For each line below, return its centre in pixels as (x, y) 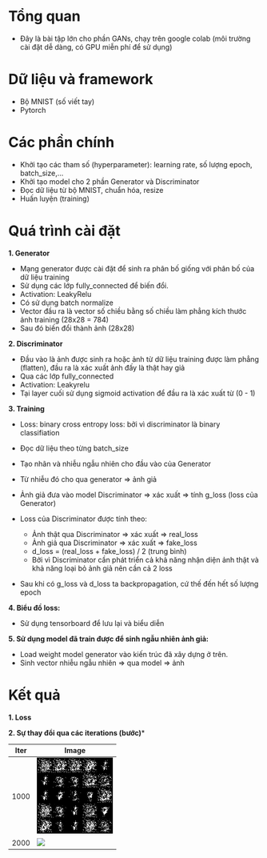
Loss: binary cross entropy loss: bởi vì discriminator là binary (120, 424)
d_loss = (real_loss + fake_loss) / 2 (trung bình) (109, 551)
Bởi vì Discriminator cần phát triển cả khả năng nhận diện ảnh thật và (145, 559)
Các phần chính (61, 142)
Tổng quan (45, 16)
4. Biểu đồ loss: (34, 607)
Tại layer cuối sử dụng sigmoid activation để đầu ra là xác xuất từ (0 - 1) (137, 393)
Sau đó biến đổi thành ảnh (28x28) (77, 328)
